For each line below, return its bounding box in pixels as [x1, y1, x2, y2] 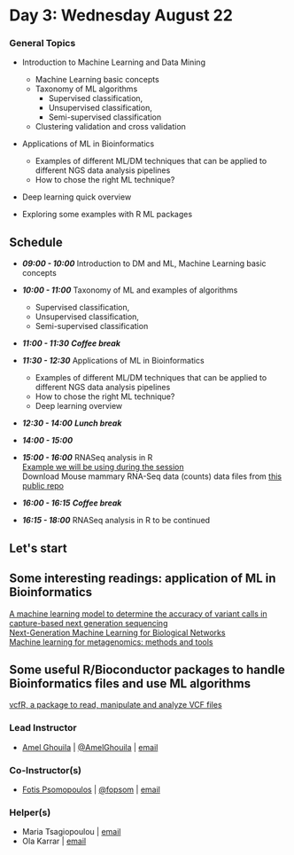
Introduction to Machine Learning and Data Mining [21, 57, 206, 67]
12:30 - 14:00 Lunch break [21, 418, 122, 428]
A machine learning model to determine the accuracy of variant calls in [9, 608, 267, 619]
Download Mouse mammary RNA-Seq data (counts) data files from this [21, 471, 282, 482]
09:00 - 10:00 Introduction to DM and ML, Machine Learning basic [21, 258, 267, 269]
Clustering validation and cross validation [35, 122, 186, 132]
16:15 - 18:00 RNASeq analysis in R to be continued [21, 515, 211, 526]
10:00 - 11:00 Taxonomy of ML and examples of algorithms [21, 285, 238, 295]
